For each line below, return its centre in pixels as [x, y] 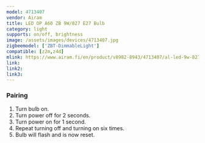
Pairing [17, 96]
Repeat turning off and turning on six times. [70, 128]
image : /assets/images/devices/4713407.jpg [63, 40]
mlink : [15, 57]
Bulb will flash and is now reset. [55, 134]
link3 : [15, 74]
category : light [27, 29]
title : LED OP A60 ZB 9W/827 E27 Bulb [56, 23]
